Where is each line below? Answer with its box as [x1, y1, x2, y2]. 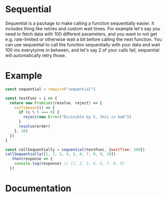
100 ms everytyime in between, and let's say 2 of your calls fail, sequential [5, 47, 159, 53]
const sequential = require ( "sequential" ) [5, 87, 96, 92]
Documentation [5, 183, 72, 194]
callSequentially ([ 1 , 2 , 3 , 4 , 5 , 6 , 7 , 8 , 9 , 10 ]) [5, 152, 116, 157]
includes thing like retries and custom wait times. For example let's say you [5, 25, 160, 31]
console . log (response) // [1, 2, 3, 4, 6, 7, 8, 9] [14, 161, 125, 166]
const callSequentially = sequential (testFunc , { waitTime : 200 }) [5, 147, 145, 152]
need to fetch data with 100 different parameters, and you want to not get [5, 31, 157, 37]
